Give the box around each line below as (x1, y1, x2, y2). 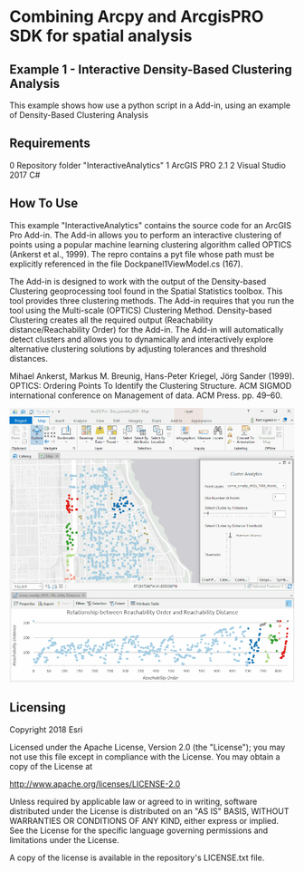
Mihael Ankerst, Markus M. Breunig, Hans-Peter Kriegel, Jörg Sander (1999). (9, 370, 295, 382)
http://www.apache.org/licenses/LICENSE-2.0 (9, 778, 181, 790)
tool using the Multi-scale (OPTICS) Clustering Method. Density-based (9, 305, 272, 315)
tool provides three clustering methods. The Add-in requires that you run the (9, 295, 295, 305)
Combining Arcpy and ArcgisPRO (9, 6, 264, 27)
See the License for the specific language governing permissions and (9, 825, 269, 836)
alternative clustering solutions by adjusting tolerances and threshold (9, 343, 267, 354)
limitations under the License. (9, 834, 119, 845)
